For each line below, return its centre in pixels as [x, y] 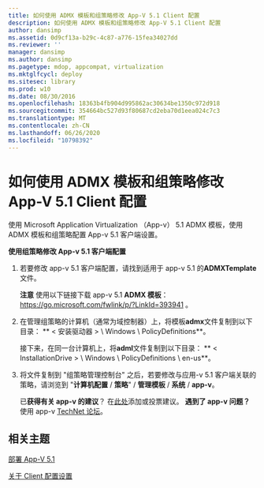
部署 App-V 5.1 [32, 460]
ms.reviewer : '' [35, 45]
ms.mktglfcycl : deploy [45, 74]
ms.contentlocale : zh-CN [49, 126]
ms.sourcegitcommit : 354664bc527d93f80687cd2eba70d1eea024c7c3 [114, 111]
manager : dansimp [37, 52]
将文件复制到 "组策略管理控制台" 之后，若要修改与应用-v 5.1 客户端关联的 [138, 375]
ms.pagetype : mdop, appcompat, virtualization [86, 67]
